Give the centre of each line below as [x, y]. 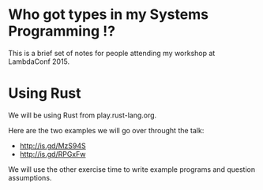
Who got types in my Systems [109, 15]
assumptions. [30, 177]
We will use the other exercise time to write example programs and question [131, 169]
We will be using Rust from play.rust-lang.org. [83, 115]
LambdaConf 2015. [39, 61]
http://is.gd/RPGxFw [53, 154]
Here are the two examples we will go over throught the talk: [106, 130]
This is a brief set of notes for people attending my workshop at [112, 53]
